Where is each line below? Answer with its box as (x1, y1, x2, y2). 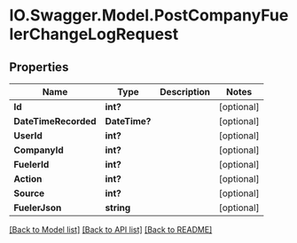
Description (159, 86, 211, 98)
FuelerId (13, 159, 50, 170)
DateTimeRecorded (13, 115, 97, 127)
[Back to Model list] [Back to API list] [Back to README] (9, 224, 213, 235)
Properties (9, 59, 69, 74)
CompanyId (13, 144, 64, 156)
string (105, 201, 131, 214)
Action (13, 173, 43, 184)
